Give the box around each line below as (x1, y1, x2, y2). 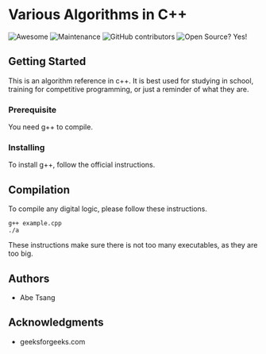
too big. (8, 248, 33, 259)
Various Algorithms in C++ (8, 6, 187, 24)
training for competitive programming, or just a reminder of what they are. (8, 84, 249, 94)
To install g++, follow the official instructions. (8, 160, 156, 170)
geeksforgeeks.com (19, 337, 86, 346)
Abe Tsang (19, 292, 56, 302)
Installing (8, 141, 45, 152)
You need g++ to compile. (8, 122, 94, 132)
